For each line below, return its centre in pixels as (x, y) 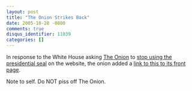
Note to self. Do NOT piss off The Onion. (56, 81)
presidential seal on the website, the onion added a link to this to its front (96, 63)
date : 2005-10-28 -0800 (36, 23)
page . (13, 70)
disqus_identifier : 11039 (38, 34)
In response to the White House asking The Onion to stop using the (89, 57)
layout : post (22, 12)
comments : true (25, 29)
